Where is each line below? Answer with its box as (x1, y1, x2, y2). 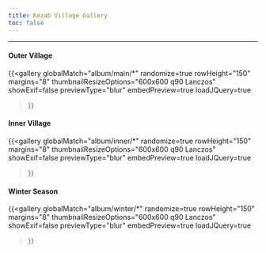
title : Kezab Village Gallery (8, 11, 108, 20)
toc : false (8, 19, 44, 27)
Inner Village (8, 119, 51, 128)
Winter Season (8, 187, 59, 196)
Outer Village (8, 51, 53, 60)
